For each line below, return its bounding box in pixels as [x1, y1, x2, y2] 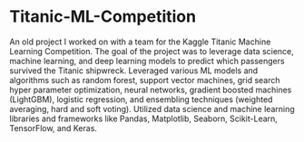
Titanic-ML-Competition [9, 6, 197, 27]
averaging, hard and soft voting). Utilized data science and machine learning [9, 103, 295, 114]
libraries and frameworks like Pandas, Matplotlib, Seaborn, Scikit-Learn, [9, 113, 279, 124]
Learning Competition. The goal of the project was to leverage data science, [9, 45, 295, 56]
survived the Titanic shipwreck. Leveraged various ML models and [9, 65, 259, 76]
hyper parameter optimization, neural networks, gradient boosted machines [9, 84, 292, 95]
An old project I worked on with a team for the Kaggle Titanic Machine [9, 36, 271, 47]
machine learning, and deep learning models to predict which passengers [9, 55, 285, 66]
